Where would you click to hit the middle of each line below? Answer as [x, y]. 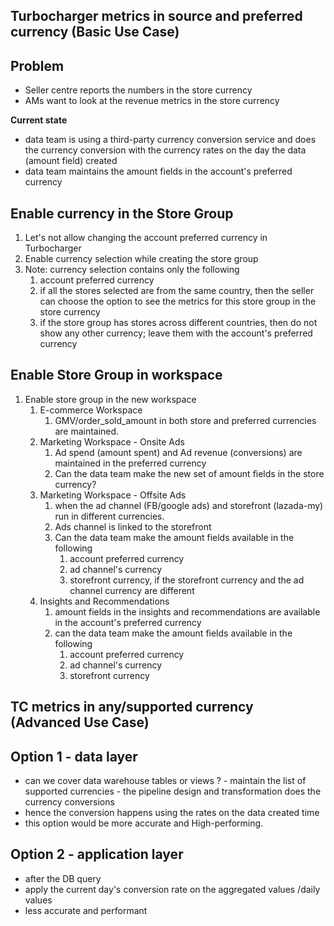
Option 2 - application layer [97, 854]
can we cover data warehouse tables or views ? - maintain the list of [165, 781]
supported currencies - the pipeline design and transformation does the [173, 791]
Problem [37, 65]
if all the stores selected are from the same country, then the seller [177, 291]
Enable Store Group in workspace [116, 375]
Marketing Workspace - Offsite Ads [113, 495]
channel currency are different [132, 590]
